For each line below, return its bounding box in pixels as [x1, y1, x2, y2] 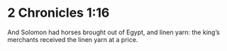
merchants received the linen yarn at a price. [7, 35, 138, 43]
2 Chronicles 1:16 [7, 5, 110, 21]
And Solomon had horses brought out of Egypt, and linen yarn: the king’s [7, 28, 220, 36]
